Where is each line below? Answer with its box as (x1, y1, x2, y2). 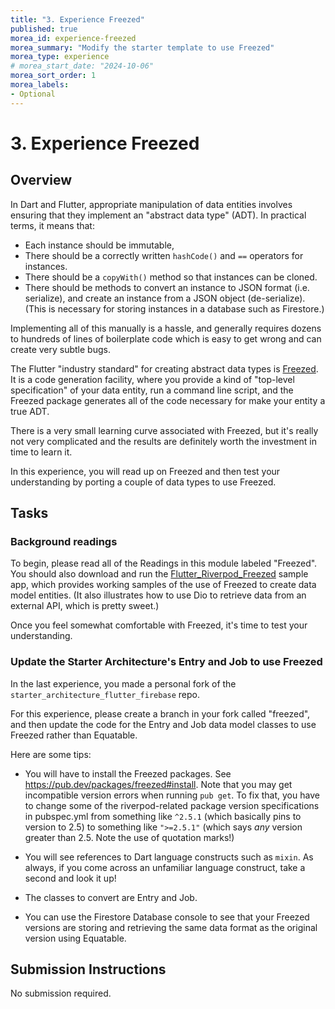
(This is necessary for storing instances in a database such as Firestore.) (24, 302, 325, 315)
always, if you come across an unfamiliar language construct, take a (24, 861, 306, 873)
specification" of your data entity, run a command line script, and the (10, 384, 294, 396)
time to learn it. (10, 446, 73, 458)
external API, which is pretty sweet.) (10, 600, 160, 612)
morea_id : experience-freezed (10, 33, 137, 43)
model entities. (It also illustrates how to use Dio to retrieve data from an (10, 589, 307, 601)
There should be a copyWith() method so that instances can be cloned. (24, 271, 318, 283)
